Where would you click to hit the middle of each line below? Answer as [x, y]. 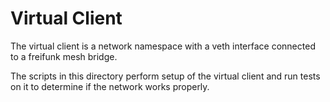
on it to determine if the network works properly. [110, 86]
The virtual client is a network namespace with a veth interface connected [163, 46]
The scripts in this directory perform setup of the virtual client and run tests [165, 76]
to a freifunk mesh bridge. [64, 56]
